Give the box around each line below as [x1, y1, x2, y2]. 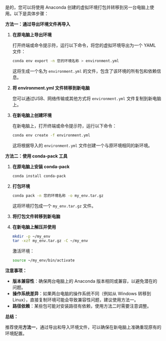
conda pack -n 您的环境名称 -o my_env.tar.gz [12, 193, 104, 198]
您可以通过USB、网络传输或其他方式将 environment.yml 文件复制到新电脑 [12, 95, 162, 101]
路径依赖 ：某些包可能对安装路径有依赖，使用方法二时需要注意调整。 [12, 303, 152, 309]
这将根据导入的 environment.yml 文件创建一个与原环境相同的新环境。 [12, 142, 153, 148]
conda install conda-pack [12, 173, 66, 178]
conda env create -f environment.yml [12, 132, 91, 138]
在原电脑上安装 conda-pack [12, 163, 70, 169]
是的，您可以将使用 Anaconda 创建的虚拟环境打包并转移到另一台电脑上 [5, 4, 150, 10]
